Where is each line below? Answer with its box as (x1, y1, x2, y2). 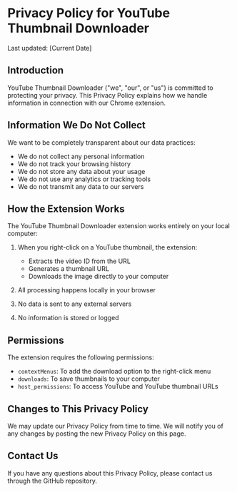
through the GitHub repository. (7, 476, 98, 485)
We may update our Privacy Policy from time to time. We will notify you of (7, 422, 223, 430)
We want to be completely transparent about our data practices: (7, 138, 196, 147)
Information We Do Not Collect (7, 119, 146, 131)
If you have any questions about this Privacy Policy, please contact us (7, 468, 213, 477)
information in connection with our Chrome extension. (7, 98, 166, 107)
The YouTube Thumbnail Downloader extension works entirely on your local (7, 222, 230, 230)
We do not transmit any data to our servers (17, 182, 144, 190)
